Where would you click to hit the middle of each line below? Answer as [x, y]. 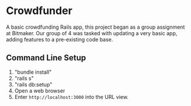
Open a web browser [40, 90]
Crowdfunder [39, 11]
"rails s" [24, 78]
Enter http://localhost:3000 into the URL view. [71, 97]
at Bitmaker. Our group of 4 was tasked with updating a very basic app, [92, 33]
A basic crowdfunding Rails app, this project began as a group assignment [95, 27]
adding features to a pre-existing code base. [60, 39]
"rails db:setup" [33, 84]
